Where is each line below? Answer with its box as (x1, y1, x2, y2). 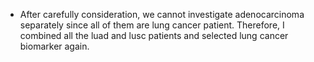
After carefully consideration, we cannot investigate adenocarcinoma (19, 9, 305, 20)
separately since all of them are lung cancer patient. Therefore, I (19, 19, 285, 31)
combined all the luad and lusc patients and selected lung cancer (19, 30, 289, 41)
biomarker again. (19, 40, 90, 52)
